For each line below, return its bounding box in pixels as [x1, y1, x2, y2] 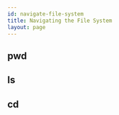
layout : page [7, 23, 46, 31]
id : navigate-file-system [7, 10, 84, 18]
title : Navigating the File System [7, 17, 113, 24]
